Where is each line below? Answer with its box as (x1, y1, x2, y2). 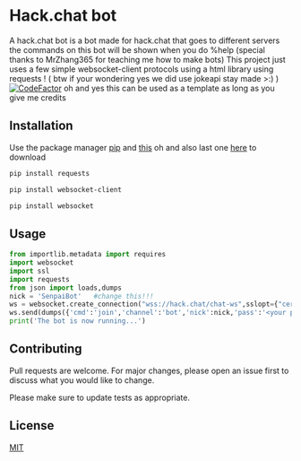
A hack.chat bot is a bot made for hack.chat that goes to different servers (9, 35, 280, 46)
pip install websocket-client (9, 185, 123, 194)
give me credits (9, 91, 67, 103)
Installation (9, 118, 73, 134)
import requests (9, 274, 70, 283)
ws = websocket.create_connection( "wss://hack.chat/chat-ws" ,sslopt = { (9, 300, 279, 309)
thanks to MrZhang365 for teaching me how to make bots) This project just (9, 54, 287, 65)
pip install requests (9, 169, 90, 178)
